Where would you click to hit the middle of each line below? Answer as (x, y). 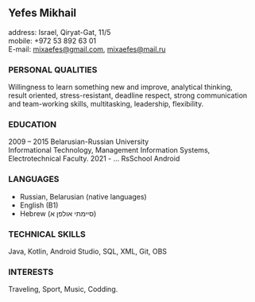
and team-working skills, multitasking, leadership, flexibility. (106, 104)
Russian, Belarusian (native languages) (83, 196)
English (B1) (39, 205)
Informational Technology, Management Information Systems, (109, 150)
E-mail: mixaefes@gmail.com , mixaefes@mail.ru (87, 49)
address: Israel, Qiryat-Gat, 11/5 (60, 32)
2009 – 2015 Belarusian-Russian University (79, 141)
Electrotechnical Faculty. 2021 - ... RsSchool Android (94, 159)
